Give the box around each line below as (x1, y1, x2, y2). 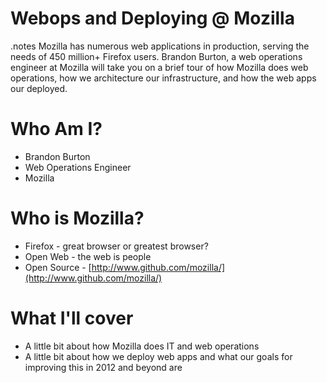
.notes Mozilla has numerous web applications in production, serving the (10, 40, 310, 52)
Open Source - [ (24, 261, 92, 273)
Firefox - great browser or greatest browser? (24, 240, 209, 252)
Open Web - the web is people (24, 250, 152, 262)
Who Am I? (10, 118, 103, 141)
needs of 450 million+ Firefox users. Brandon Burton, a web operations (10, 50, 303, 62)
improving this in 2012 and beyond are (24, 361, 183, 373)
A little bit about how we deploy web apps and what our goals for (24, 350, 293, 362)
